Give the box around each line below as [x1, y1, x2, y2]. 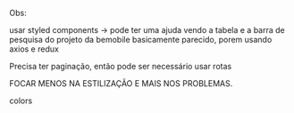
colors [9, 95, 33, 106]
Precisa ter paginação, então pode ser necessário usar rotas [9, 61, 232, 71]
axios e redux [9, 44, 60, 54]
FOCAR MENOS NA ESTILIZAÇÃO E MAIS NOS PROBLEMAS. [9, 78, 233, 88]
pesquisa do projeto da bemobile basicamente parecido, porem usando [9, 35, 273, 44]
